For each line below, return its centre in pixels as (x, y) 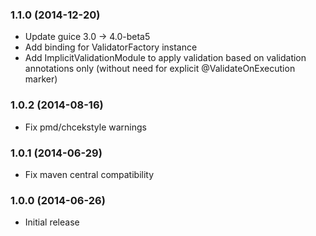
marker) (41, 79)
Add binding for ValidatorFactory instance (111, 47)
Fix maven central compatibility (89, 174)
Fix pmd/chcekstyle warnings (85, 127)
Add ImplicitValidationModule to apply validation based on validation (165, 58)
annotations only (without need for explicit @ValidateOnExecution (160, 69)
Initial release (52, 222)
